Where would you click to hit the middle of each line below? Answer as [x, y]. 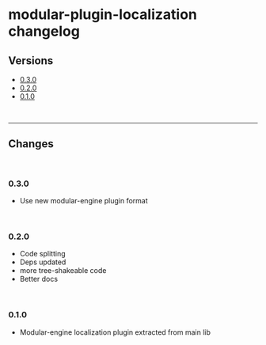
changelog [44, 31]
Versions [31, 61]
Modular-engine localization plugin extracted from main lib [115, 332]
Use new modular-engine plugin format [84, 201]
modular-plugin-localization [103, 15]
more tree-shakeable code [63, 271]
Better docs [38, 279]
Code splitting [42, 254]
